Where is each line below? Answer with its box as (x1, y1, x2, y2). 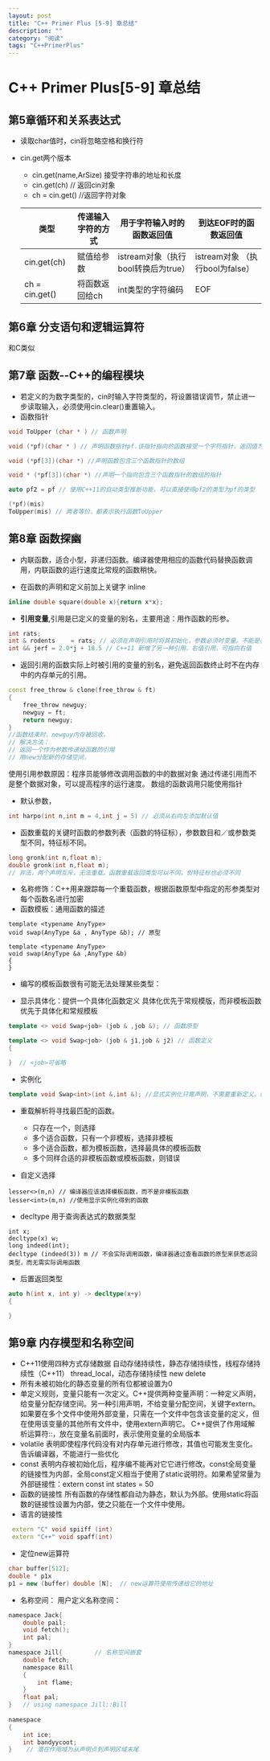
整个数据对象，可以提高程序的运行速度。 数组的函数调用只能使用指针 (14, 779, 243, 788)
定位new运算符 (19, 1549, 70, 1558)
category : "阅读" (8, 34, 64, 43)
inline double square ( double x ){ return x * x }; (8, 598, 163, 606)
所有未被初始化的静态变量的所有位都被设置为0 (19, 1379, 173, 1389)
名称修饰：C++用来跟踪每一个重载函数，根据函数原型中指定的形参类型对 (19, 884, 260, 894)
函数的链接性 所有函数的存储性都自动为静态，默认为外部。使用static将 (19, 1489, 252, 1499)
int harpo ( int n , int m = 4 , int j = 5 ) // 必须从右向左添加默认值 (8, 812, 219, 820)
